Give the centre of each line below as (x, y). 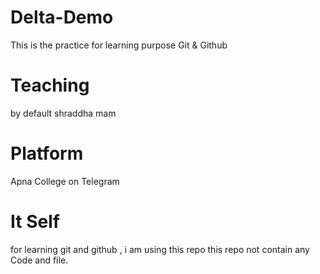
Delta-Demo (62, 17)
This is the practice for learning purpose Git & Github (119, 45)
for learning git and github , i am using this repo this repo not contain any (160, 249)
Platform (47, 153)
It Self (35, 222)
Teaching (50, 85)
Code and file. (39, 260)
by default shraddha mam (63, 113)
